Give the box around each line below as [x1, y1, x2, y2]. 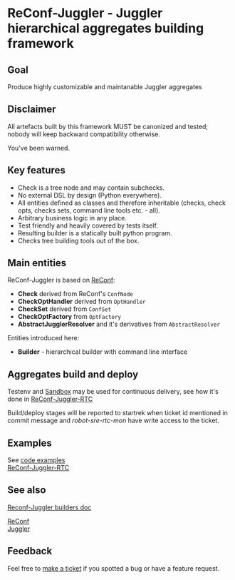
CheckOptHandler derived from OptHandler [17, 297, 146, 306]
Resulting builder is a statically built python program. [17, 228, 172, 237]
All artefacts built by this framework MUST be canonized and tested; [7, 122, 209, 131]
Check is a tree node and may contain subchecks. [17, 183, 165, 192]
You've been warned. [7, 143, 70, 152]
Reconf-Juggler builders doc [7, 503, 92, 512]
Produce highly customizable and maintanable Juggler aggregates [7, 83, 202, 91]
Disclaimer [7, 103, 56, 116]
